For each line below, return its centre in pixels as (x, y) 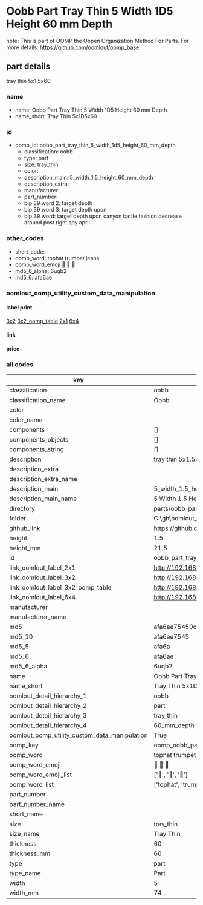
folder (18, 519)
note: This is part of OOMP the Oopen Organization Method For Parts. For (98, 41)
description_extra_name (43, 479)
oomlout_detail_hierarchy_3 (48, 716)
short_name (26, 814)
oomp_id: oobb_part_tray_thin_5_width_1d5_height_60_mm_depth (95, 145)
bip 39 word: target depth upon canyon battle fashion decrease (103, 216)
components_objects (39, 440)
